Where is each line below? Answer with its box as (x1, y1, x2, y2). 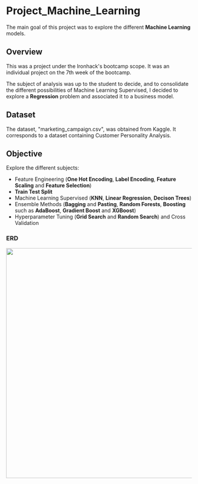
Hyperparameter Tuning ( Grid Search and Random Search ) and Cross (14, 213, 186, 220)
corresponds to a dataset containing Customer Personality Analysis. (6, 131, 171, 139)
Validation (14, 220, 39, 227)
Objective (6, 148, 43, 158)
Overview (6, 47, 43, 57)
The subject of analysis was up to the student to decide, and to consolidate (6, 80, 189, 87)
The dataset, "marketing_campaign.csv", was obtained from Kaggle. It (6, 125, 176, 132)
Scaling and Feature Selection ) (14, 182, 92, 189)
